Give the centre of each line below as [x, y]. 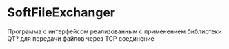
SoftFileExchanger [61, 13]
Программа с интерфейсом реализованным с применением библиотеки [114, 31]
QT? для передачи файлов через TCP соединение [81, 38]
